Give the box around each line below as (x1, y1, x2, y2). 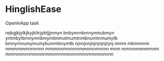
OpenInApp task (5, 20, 39, 26)
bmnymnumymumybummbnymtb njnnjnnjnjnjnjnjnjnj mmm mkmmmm (5, 40, 150, 46)
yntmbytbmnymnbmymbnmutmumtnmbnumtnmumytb (5, 35, 118, 41)
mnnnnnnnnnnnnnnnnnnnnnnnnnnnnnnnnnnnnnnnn (5, 51, 114, 57)
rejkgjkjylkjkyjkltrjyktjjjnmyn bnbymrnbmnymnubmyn (5, 29, 115, 35)
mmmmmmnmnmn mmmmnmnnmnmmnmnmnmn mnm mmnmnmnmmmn (5, 45, 159, 51)
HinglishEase (5, 3, 62, 15)
